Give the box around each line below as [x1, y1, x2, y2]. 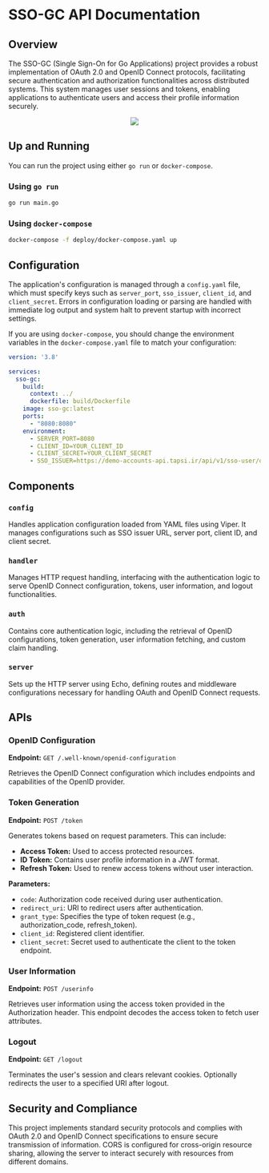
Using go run [8, 180, 59, 191]
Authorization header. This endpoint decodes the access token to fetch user [8, 1008, 259, 1018]
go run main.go [8, 199, 59, 208]
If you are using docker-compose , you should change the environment [8, 329, 235, 338]
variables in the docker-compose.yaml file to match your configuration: [8, 337, 237, 347]
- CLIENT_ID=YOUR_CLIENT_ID [29, 442, 124, 450]
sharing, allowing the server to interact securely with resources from [8, 1148, 234, 1159]
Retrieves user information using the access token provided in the [8, 999, 226, 1009]
